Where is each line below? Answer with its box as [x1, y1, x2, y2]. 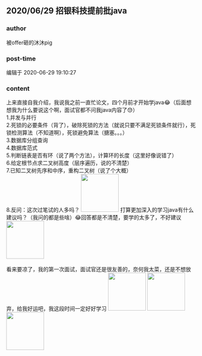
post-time [6, 54, 36, 62]
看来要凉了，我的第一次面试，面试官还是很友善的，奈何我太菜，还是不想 [6, 266, 186, 273]
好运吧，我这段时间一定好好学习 [27, 305, 107, 312]
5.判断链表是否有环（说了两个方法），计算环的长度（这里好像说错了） [6, 152, 177, 159]
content [6, 84, 30, 93]
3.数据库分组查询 [6, 137, 48, 144]
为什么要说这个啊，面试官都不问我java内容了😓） [16, 107, 139, 114]
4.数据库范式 [6, 144, 38, 151]
